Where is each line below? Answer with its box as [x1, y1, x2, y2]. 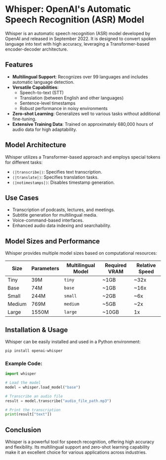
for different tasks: [5, 159, 43, 165]
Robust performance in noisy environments [19, 105, 108, 111]
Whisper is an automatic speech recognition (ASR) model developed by [5, 30, 151, 36]
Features [5, 60, 33, 69]
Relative [136, 262, 156, 269]
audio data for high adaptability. [12, 126, 78, 132]
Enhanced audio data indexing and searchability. [12, 223, 112, 229]
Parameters [31, 265, 59, 272]
